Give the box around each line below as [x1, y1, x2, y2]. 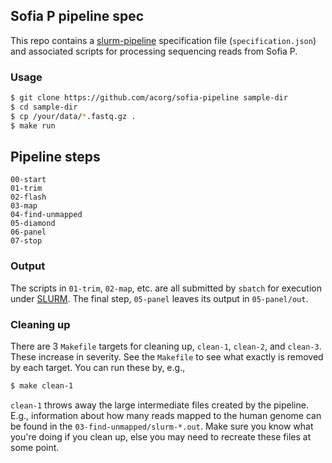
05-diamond [10, 219, 56, 229]
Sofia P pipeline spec [10, 8, 145, 25]
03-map [10, 201, 38, 211]
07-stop [10, 236, 43, 246]
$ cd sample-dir [10, 102, 78, 112]
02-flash [10, 192, 47, 203]
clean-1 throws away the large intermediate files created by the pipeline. [10, 399, 309, 411]
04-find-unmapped [10, 210, 83, 220]
